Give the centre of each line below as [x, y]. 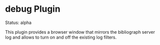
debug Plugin [33, 9]
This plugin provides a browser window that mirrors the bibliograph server [80, 32]
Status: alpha [18, 22]
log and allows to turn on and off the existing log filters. [61, 37]
